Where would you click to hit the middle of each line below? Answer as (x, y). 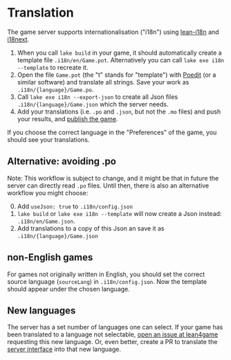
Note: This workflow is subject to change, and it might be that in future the (113, 178)
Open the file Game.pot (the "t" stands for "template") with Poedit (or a (117, 75)
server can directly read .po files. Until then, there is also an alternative (108, 186)
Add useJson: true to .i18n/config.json (75, 206)
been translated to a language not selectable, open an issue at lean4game (113, 334)
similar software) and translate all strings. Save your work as (103, 82)
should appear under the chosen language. (68, 289)
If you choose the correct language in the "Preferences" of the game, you (112, 132)
